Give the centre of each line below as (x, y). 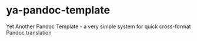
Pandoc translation (29, 32)
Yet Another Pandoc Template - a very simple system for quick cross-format (98, 26)
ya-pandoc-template (58, 10)
